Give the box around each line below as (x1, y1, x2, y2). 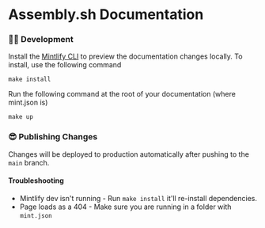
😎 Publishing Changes (8, 131, 98, 142)
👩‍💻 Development (8, 34, 74, 45)
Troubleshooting (8, 176, 65, 185)
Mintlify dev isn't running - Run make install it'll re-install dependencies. (19, 193, 258, 203)
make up (8, 113, 34, 121)
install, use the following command (8, 60, 122, 70)
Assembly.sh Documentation (8, 6, 204, 24)
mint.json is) (8, 97, 48, 108)
